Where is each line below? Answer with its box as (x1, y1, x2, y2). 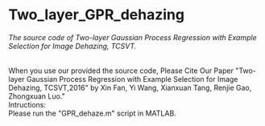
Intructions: (8, 100, 47, 110)
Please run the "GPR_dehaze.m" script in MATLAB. (8, 108, 177, 118)
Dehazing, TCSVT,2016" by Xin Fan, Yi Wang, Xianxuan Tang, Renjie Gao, (8, 83, 252, 93)
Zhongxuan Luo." (8, 91, 66, 101)
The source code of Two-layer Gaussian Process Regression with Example (8, 32, 257, 42)
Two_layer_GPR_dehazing (8, 6, 185, 24)
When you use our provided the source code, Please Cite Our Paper (8, 66, 234, 75)
